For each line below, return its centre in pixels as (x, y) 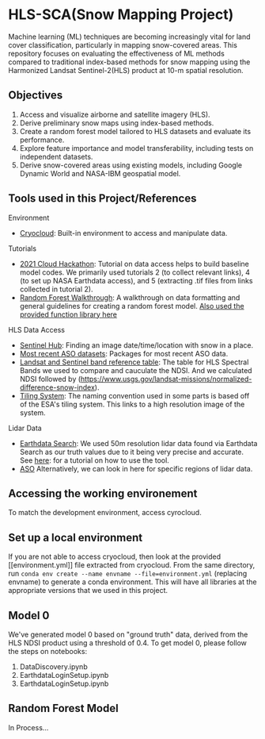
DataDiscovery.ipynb (54, 667)
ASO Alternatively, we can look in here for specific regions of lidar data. (136, 468)
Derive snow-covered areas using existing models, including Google (131, 165)
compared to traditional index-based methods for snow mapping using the (129, 62)
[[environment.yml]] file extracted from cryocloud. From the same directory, (132, 565)
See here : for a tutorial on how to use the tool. (95, 460)
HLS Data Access (37, 329)
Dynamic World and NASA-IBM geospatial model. (100, 173)
